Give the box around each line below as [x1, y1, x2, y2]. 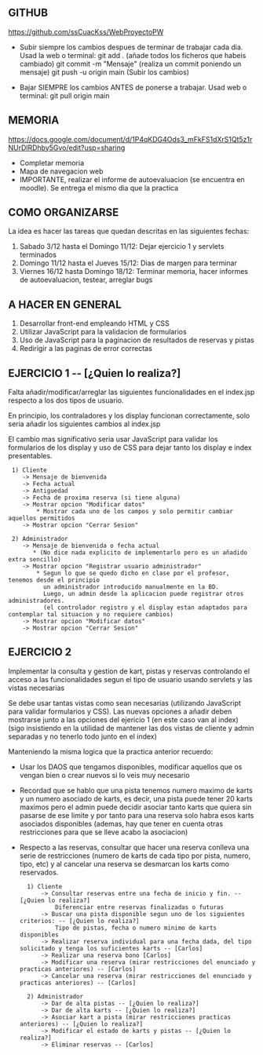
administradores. [8, 597, 65, 605]
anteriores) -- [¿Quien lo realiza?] [19, 1020, 144, 1028]
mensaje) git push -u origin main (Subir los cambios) [19, 67, 190, 77]
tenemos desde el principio [8, 576, 100, 584]
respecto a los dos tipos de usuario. [8, 396, 124, 405]
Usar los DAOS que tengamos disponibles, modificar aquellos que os [19, 761, 243, 772]
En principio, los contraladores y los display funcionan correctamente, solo [8, 411, 250, 421]
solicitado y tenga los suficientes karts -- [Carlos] [19, 944, 203, 952]
